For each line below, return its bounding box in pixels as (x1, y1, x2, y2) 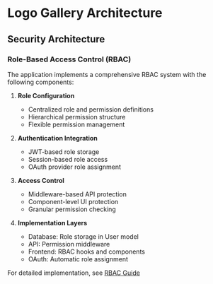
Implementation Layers (17, 218, 88, 227)
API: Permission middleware (28, 239, 110, 248)
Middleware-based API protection (28, 189, 127, 199)
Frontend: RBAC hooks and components (28, 247, 145, 256)
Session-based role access (28, 155, 108, 163)
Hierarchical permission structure (28, 112, 126, 121)
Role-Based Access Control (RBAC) (7, 54, 132, 64)
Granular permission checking (28, 205, 117, 213)
